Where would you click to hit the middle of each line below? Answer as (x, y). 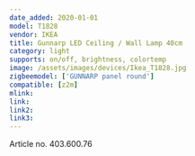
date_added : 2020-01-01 (54, 18)
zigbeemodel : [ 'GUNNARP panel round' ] (82, 77)
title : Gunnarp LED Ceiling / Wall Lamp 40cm (96, 43)
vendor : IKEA (34, 34)
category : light (40, 51)
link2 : (22, 110)
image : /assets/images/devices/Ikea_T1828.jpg (98, 69)
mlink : (22, 93)
